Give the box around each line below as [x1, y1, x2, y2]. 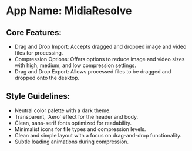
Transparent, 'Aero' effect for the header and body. [14, 113, 139, 120]
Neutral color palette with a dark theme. [14, 107, 111, 114]
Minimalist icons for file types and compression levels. [14, 125, 146, 133]
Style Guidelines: [6, 91, 70, 101]
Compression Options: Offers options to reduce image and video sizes [14, 56, 185, 62]
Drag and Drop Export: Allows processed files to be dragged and [14, 68, 171, 75]
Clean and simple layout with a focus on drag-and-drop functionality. [14, 132, 182, 139]
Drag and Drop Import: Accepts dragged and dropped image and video [14, 43, 187, 50]
